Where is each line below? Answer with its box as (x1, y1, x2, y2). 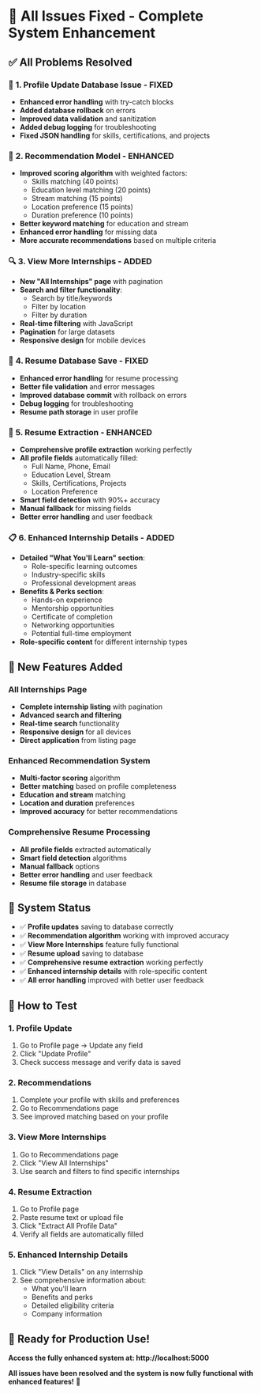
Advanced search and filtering (19, 710, 122, 720)
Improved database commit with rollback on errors (19, 390, 188, 400)
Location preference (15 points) (31, 202, 134, 212)
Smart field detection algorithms (19, 853, 128, 862)
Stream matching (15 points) (31, 194, 124, 203)
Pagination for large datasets (19, 328, 116, 337)
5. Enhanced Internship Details (8, 1249, 129, 1260)
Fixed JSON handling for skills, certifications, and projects (19, 131, 211, 140)
